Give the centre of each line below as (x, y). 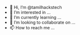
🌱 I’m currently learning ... (35, 17)
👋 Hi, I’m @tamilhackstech (36, 7)
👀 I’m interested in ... (30, 12)
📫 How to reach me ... (32, 28)
